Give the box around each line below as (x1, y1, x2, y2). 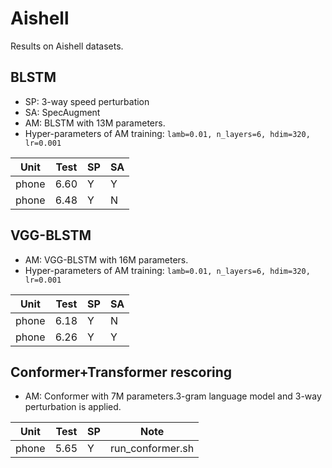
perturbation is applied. (24, 401, 122, 413)
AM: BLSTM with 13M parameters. (24, 117, 166, 129)
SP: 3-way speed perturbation (24, 95, 150, 107)
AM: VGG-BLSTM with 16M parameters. (24, 253, 189, 266)
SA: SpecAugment (24, 106, 101, 118)
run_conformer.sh (109, 442, 195, 456)
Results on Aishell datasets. (10, 40, 124, 52)
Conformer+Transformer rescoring (10, 363, 233, 381)
